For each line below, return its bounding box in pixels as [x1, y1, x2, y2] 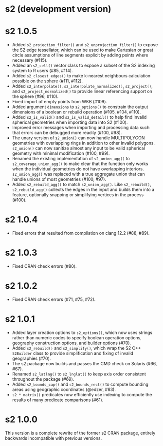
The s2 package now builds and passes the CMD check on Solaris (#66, [12, 360, 157, 366]
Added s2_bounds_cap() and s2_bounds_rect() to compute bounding [12, 381, 148, 387]
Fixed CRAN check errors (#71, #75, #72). [12, 296, 96, 302]
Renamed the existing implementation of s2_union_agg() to [12, 156, 130, 162]
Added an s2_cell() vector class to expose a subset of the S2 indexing [12, 62, 155, 69]
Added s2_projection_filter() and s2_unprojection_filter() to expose [12, 42, 158, 48]
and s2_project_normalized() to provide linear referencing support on [12, 89, 152, 94]
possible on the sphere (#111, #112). [12, 78, 83, 84]
